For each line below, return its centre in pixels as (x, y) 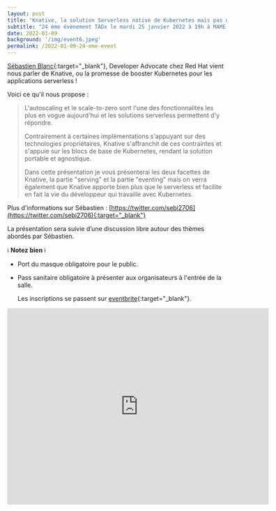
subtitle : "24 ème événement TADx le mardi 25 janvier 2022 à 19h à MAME (117, 27)
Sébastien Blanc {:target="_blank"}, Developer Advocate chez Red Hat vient (116, 66)
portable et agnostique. (58, 158)
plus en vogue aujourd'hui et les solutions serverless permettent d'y (122, 115)
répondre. (39, 123)
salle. (25, 285)
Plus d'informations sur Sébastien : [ (59, 208)
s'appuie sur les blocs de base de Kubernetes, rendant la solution (118, 151)
